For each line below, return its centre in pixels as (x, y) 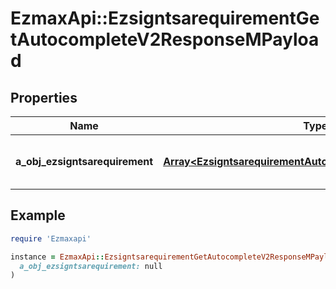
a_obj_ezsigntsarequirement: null (91, 266)
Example (38, 215)
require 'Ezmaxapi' (51, 238)
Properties (44, 97)
